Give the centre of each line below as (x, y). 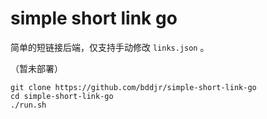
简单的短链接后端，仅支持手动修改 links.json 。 (110, 47)
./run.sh (28, 105)
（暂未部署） (36, 68)
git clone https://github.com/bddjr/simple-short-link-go (133, 87)
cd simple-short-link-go (62, 96)
